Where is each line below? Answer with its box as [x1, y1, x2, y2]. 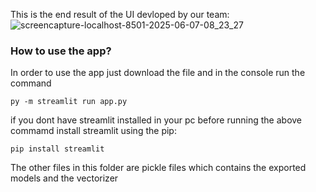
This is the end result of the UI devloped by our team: [10, 9, 230, 20]
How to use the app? [10, 44, 112, 58]
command [10, 77, 52, 89]
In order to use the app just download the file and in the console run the [10, 67, 306, 79]
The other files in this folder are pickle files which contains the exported [10, 162, 307, 174]
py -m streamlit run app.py [10, 97, 128, 107]
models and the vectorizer [10, 172, 119, 184]
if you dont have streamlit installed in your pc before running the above [10, 114, 303, 126]
